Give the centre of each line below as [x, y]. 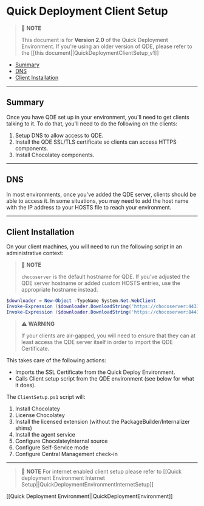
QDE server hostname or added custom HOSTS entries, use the [101, 283]
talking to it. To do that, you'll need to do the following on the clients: [92, 124]
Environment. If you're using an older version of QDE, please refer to [107, 46]
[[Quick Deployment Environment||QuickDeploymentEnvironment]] [90, 496]
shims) [23, 428]
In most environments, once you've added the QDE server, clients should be [101, 194]
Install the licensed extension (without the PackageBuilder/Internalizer [102, 422]
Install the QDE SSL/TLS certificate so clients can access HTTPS [96, 142]
